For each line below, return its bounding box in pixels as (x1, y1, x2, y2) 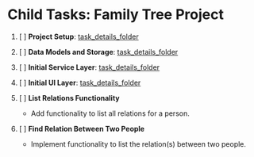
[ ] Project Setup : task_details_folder (18, 32, 140, 41)
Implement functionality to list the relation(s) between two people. (30, 139, 247, 148)
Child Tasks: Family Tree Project (7, 6, 224, 24)
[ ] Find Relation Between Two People (18, 124, 144, 133)
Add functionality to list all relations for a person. (30, 109, 190, 118)
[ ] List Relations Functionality (18, 93, 120, 102)
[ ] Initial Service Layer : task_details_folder (18, 62, 160, 72)
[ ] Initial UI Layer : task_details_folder (18, 78, 141, 87)
